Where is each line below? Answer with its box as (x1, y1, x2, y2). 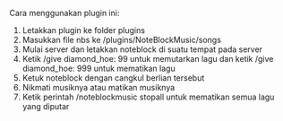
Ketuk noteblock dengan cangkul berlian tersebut (21, 73, 205, 83)
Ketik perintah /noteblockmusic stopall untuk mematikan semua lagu (21, 91, 275, 102)
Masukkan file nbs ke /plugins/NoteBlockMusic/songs (21, 35, 222, 45)
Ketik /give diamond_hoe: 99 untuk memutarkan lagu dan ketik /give (21, 54, 274, 64)
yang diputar (21, 101, 70, 111)
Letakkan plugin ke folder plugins (21, 25, 146, 35)
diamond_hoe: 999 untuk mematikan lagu (21, 63, 176, 73)
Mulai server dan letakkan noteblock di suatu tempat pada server (21, 44, 262, 55)
